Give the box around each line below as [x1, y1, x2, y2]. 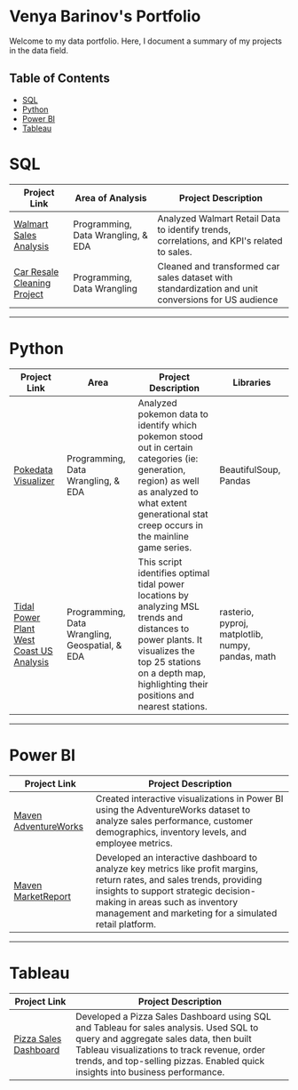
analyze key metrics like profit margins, [96, 862, 259, 875]
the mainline [137, 530, 189, 542]
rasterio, [219, 605, 255, 618]
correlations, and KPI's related [157, 234, 283, 246]
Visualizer [13, 474, 55, 486]
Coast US [13, 645, 53, 657]
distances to [137, 622, 190, 635]
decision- [214, 885, 256, 897]
